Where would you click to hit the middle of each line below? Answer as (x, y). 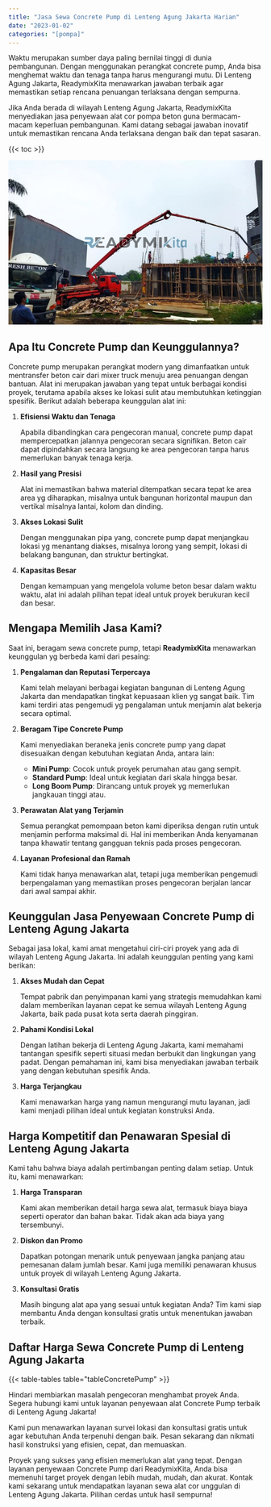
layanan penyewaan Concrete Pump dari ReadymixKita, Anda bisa (118, 1469)
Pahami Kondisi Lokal (57, 1030)
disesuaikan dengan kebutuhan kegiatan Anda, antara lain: (117, 753)
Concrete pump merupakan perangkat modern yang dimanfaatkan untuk (129, 366)
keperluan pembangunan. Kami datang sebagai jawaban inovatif (142, 125)
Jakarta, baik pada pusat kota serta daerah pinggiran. (109, 1014)
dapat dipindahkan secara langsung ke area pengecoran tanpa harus (135, 449)
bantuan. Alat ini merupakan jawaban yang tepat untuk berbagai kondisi (128, 384)
